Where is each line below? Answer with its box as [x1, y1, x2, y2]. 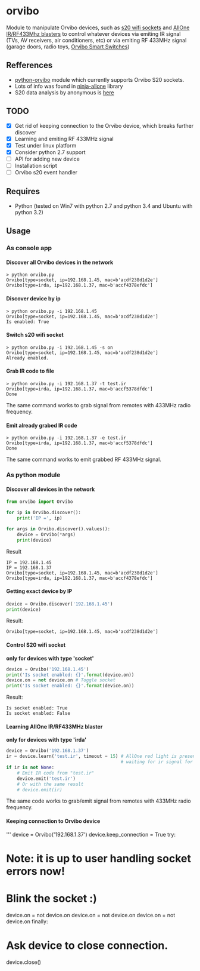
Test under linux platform [14, 142, 77, 149]
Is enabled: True [6, 318, 49, 325]
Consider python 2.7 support [14, 148, 86, 156]
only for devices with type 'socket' [6, 654, 94, 662]
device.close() [6, 958, 42, 966]
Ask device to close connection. [6, 939, 168, 952]
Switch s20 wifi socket [6, 331, 64, 339]
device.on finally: [6, 918, 48, 925]
